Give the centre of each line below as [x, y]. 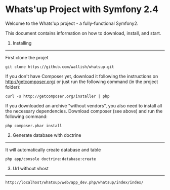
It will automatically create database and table [53, 149]
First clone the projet [27, 57]
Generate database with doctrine [47, 135]
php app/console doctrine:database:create [51, 159]
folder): [13, 87]
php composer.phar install [34, 126]
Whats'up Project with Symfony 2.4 [82, 9]
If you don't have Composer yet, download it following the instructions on [82, 76]
